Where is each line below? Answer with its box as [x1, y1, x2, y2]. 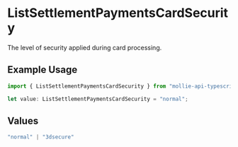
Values [7, 114, 39, 127]
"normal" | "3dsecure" [7, 134, 74, 141]
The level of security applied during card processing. [7, 43, 162, 52]
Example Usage [7, 64, 78, 76]
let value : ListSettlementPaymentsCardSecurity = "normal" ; [7, 95, 189, 102]
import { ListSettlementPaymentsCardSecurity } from [7, 83, 166, 90]
